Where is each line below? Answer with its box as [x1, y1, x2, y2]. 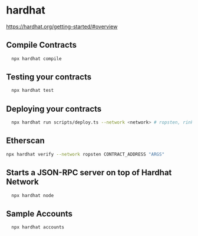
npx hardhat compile [11, 55, 62, 62]
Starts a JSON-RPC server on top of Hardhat [6, 168, 172, 178]
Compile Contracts [6, 40, 77, 50]
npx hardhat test [11, 88, 54, 94]
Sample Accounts [6, 208, 72, 218]
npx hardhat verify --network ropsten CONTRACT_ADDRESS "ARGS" [6, 151, 165, 157]
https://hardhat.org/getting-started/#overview [6, 23, 118, 30]
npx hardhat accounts [11, 224, 65, 230]
